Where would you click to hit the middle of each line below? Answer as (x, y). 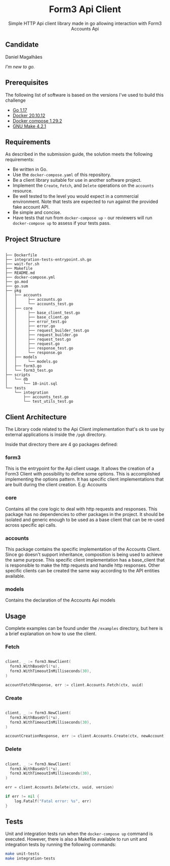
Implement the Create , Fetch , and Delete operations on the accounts (83, 185)
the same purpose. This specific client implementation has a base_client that (85, 560)
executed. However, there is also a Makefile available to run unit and (76, 839)
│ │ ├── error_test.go (36, 322)
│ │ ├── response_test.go (39, 348)
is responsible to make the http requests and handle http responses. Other (83, 565)
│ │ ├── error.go (30, 326)
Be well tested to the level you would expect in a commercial (76, 196)
